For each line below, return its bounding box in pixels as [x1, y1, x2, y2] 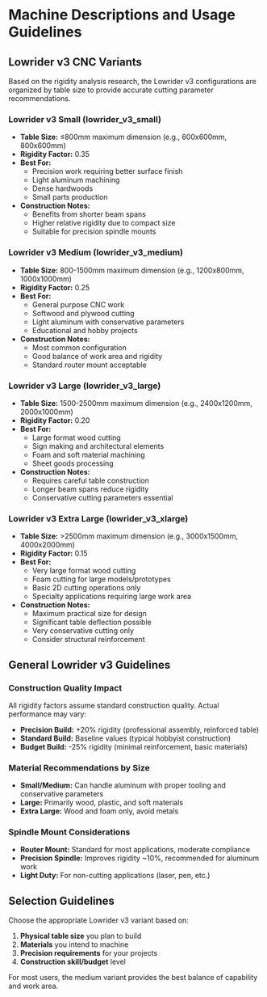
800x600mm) [19, 141, 66, 150]
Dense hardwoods [31, 184, 94, 193]
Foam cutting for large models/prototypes [31, 574, 171, 584]
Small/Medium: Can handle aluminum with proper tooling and [19, 780, 226, 790]
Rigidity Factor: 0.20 [19, 415, 90, 425]
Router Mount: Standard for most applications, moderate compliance [19, 845, 251, 855]
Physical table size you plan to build [19, 932, 142, 941]
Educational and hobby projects [31, 325, 139, 335]
